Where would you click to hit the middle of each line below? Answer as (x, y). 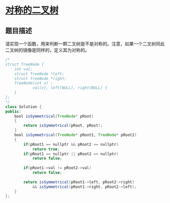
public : (13, 111)
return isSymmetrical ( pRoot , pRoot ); (63, 126)
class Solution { (24, 107)
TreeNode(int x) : (34, 83)
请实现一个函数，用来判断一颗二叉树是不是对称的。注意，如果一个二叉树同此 (85, 44)
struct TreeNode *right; (40, 78)
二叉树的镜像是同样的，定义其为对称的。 (47, 50)
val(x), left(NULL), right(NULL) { (70, 88)
